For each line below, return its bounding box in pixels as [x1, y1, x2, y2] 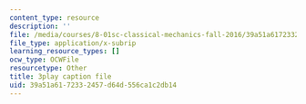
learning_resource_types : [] [9, 47, 120, 56]
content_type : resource [9, 13, 100, 23]
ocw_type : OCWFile [9, 55, 79, 64]
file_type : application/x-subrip [9, 38, 137, 48]
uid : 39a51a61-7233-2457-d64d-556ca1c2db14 [9, 80, 178, 90]
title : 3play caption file [9, 72, 112, 81]
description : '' [9, 22, 71, 31]
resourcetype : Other [9, 64, 88, 73]
